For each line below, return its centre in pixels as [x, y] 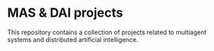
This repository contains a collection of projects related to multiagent [107, 32]
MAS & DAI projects [65, 13]
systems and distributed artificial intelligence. [73, 39]
